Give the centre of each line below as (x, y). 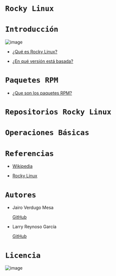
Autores (21, 195)
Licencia (23, 256)
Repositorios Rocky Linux (58, 112)
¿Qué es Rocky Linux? (35, 52)
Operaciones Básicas (47, 133)
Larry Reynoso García (34, 227)
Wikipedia (22, 166)
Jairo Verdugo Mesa (33, 208)
